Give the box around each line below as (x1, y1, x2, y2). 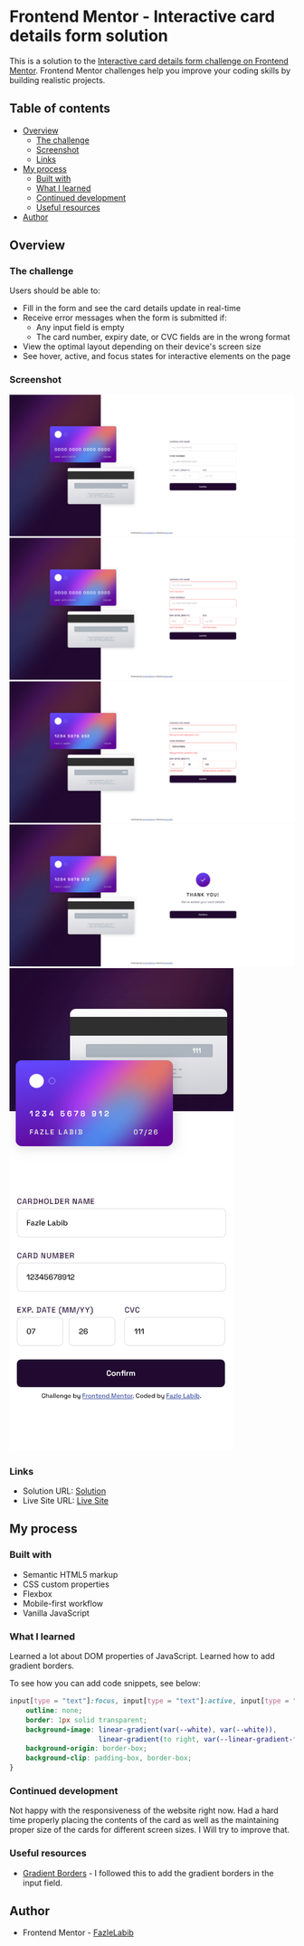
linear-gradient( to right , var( (98, 1734, 221, 1743)
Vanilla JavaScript (22, 1608, 90, 1619)
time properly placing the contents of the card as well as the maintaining (9, 1815, 279, 1826)
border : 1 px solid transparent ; (25, 1715, 147, 1724)
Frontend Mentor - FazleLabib (22, 1927, 134, 1938)
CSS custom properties (22, 1579, 110, 1590)
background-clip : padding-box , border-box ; (25, 1753, 193, 1763)
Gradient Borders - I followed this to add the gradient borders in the (22, 1867, 274, 1878)
